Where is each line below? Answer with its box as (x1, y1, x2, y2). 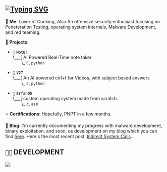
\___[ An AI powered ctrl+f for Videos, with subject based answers (12, 74, 150, 81)
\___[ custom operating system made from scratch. (12, 95, 119, 101)
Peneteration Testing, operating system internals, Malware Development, (5, 24, 156, 30)
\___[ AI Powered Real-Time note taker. (12, 54, 93, 60)
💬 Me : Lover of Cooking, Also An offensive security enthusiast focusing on (5, 18, 160, 24)
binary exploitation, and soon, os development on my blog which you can (5, 127, 157, 134)
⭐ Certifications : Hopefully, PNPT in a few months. (5, 111, 112, 117)
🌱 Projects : (5, 39, 29, 45)
